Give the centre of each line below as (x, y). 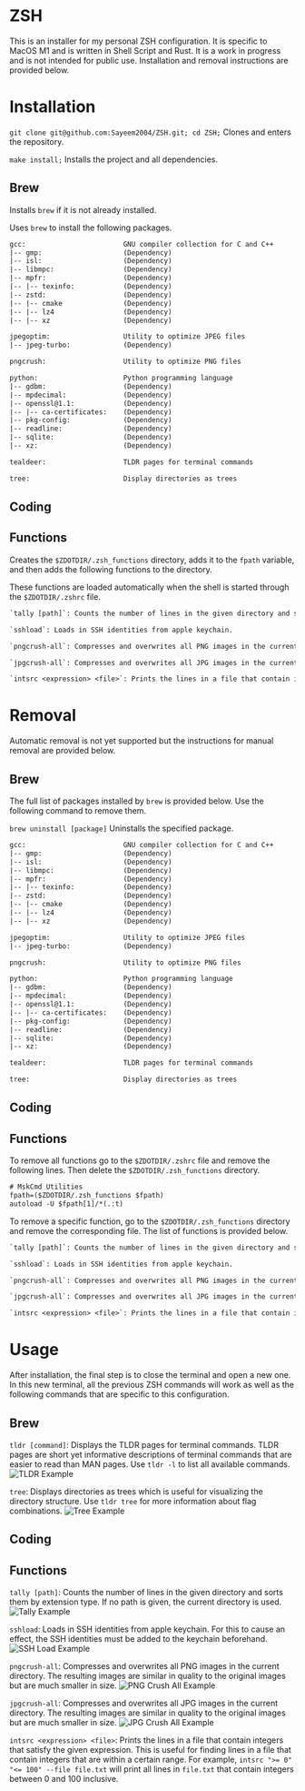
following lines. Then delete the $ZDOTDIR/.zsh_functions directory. (135, 1170)
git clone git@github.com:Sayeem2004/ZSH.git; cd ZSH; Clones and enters (151, 132)
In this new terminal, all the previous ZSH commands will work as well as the (152, 1385)
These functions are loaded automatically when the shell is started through (149, 587)
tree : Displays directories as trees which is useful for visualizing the (136, 1491)
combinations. (36, 1511)
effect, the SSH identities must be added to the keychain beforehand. (138, 1639)
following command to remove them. (78, 811)
